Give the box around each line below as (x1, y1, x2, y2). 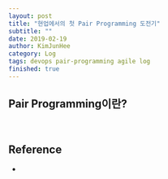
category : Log (8, 50, 57, 58)
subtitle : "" (8, 27, 53, 35)
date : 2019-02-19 (8, 34, 67, 43)
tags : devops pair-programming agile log (8, 58, 151, 66)
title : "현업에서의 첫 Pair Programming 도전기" (8, 20, 161, 28)
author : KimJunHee (8, 42, 71, 50)
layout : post (8, 11, 53, 20)
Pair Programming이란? (8, 97, 127, 111)
